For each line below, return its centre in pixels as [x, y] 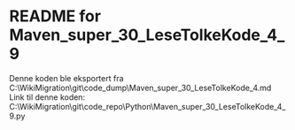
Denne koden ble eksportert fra [66, 78]
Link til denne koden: [47, 97]
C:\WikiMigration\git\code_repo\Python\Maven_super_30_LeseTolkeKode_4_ [147, 106]
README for [55, 16]
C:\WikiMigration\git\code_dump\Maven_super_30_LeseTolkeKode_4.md [140, 88]
